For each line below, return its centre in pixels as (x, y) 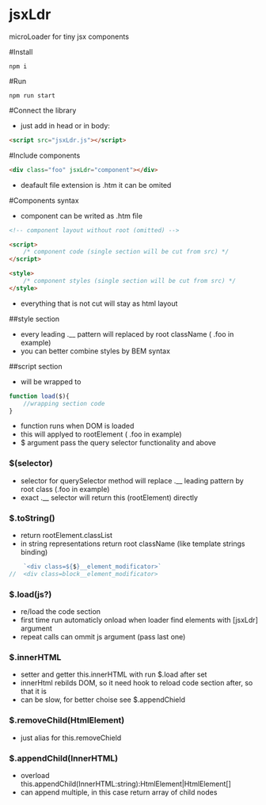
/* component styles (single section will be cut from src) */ (130, 281)
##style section (34, 319)
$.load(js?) (30, 594)
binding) (34, 552)
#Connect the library (43, 110)
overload (35, 775)
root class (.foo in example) (65, 489)
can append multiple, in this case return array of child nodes (119, 792)
